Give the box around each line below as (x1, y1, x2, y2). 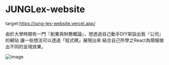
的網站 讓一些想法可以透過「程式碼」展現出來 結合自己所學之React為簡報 (5, 37, 160, 43)
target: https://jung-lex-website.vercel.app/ (5, 20, 96, 26)
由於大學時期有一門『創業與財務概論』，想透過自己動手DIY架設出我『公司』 (5, 30, 164, 37)
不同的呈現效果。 (9, 43, 46, 49)
